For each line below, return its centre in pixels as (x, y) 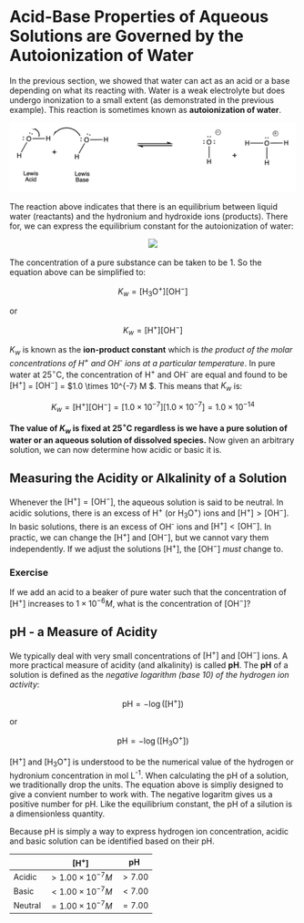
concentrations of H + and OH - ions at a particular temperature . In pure (142, 362)
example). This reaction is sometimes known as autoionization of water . (146, 109)
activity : (25, 684)
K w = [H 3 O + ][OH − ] (153, 291)
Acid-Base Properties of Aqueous (139, 17)
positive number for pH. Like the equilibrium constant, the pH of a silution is (151, 805)
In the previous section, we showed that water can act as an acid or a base (150, 80)
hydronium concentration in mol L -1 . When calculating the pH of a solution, (149, 774)
